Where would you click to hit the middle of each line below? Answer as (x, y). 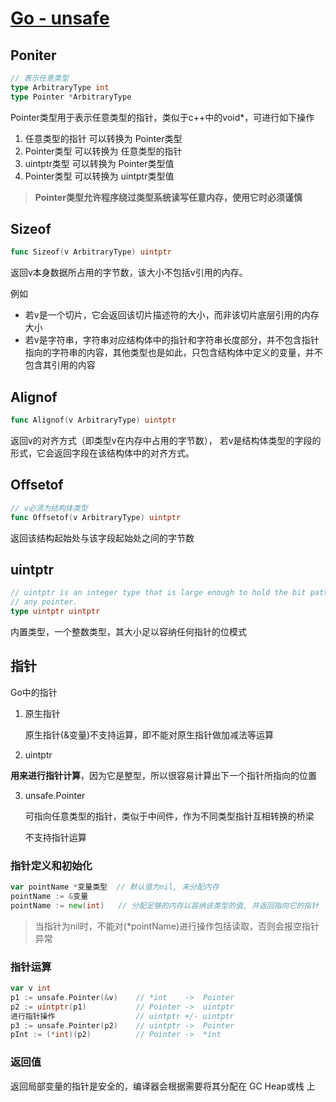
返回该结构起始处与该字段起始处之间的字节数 (102, 538)
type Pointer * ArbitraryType (71, 97)
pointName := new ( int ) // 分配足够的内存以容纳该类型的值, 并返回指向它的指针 (165, 905)
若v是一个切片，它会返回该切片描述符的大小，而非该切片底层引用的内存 (172, 315)
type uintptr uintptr (55, 612)
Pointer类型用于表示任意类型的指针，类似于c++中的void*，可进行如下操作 (162, 117)
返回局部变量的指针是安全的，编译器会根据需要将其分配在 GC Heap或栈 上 (163, 1086)
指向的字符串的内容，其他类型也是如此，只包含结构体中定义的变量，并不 (173, 353)
